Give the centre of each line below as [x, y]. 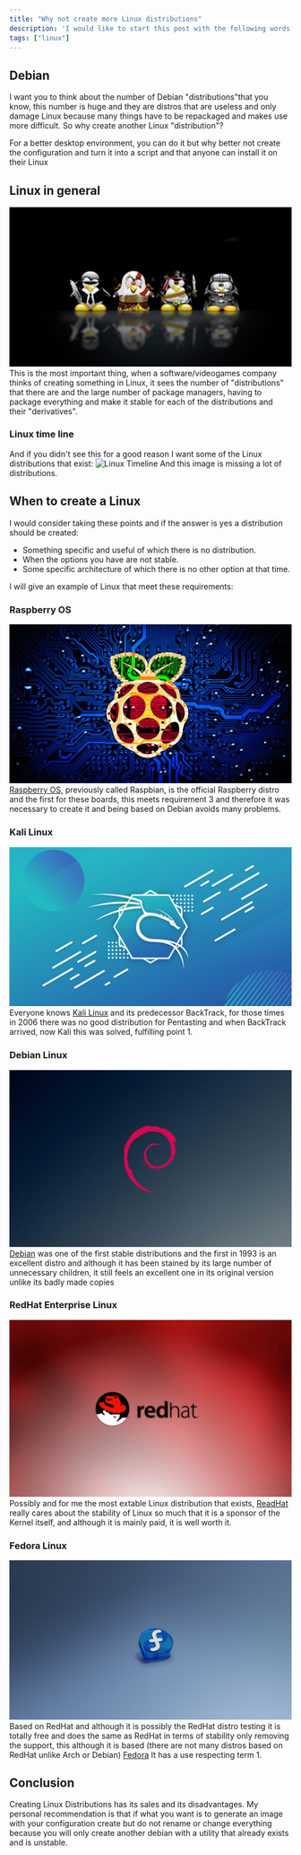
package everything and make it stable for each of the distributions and [141, 402]
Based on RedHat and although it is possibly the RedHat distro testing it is [145, 1726]
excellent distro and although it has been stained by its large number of [141, 1263]
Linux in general [55, 190]
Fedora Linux [38, 1545]
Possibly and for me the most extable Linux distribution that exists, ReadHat [149, 1503]
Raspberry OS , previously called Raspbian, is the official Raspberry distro [144, 790]
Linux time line [42, 434]
